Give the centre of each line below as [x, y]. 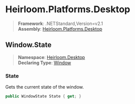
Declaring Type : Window [44, 63]
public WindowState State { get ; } [43, 96]
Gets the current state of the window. [45, 87]
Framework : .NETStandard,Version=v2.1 [60, 23]
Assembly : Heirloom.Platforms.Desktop [60, 29]
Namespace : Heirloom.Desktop [51, 57]
